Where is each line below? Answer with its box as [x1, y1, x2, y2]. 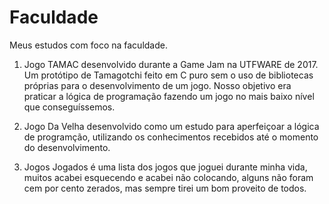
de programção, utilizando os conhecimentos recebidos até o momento [23, 131, 319, 143]
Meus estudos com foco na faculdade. [9, 39, 168, 51]
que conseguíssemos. [23, 101, 116, 113]
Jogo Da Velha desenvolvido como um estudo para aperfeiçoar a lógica [23, 120, 320, 132]
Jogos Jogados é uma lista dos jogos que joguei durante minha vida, [23, 161, 308, 173]
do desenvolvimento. [23, 141, 111, 153]
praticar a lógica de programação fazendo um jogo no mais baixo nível [23, 90, 315, 102]
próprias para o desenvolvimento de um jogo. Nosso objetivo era [23, 79, 292, 91]
